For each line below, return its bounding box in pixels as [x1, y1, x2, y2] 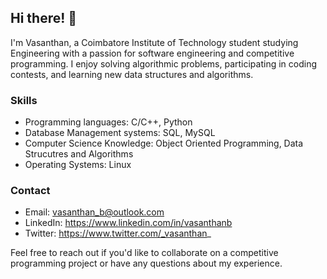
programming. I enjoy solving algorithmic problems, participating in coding [10, 57, 318, 70]
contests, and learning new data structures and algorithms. [10, 68, 254, 80]
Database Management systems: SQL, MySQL [24, 127, 216, 139]
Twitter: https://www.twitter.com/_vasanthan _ [24, 227, 212, 240]
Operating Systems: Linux [24, 159, 132, 171]
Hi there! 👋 [10, 10, 78, 27]
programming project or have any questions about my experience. [10, 257, 283, 270]
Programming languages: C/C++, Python [24, 116, 193, 128]
